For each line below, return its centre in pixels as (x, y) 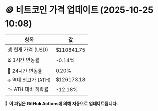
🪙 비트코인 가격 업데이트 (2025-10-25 (79, 10)
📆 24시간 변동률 (25, 71)
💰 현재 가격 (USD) (28, 49)
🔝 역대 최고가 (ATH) (29, 80)
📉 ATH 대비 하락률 (28, 89)
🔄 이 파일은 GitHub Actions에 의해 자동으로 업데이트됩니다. (61, 103)
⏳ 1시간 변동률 (24, 60)
